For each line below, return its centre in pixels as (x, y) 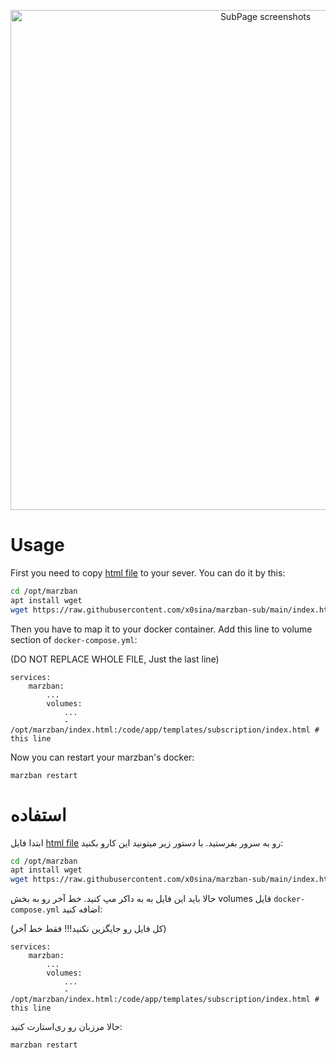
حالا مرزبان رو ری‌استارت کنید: (66, 1027)
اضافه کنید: (82, 909)
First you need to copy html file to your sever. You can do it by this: (148, 572)
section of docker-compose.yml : (74, 639)
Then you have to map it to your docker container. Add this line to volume (161, 629)
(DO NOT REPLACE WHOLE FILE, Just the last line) (115, 659)
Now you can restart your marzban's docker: (102, 757)
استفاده (38, 814)
